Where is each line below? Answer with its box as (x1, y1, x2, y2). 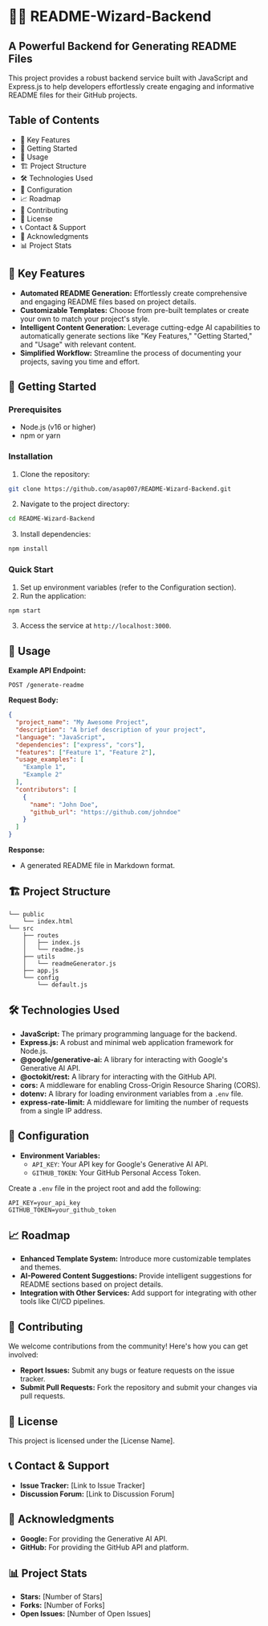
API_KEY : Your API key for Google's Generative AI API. (31, 1159, 209, 1169)
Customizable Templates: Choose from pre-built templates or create (19, 305, 250, 315)
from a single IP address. (19, 1105, 103, 1115)
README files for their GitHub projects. (8, 90, 138, 100)
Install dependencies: (19, 529, 91, 539)
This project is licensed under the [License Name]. (8, 1435, 175, 1445)
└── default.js (37, 981, 88, 989)
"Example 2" (22, 771, 63, 779)
